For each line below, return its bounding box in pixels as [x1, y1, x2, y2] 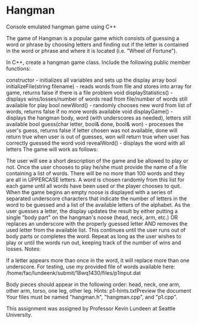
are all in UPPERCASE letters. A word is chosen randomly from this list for [6, 176, 185, 183]
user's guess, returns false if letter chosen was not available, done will [6, 127, 177, 134]
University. [6, 311, 33, 318]
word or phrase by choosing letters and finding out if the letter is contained [6, 41, 189, 48]
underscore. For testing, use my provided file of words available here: [6, 263, 176, 270]
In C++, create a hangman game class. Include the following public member [6, 59, 191, 66]
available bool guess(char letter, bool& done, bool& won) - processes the [6, 120, 184, 127]
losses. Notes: [6, 245, 41, 252]
